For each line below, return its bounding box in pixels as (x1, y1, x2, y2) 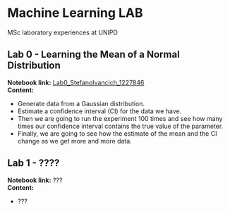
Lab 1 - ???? (7, 157, 60, 170)
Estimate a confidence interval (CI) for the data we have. (17, 107, 182, 115)
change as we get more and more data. (17, 136, 132, 145)
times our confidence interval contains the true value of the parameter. (17, 122, 224, 130)
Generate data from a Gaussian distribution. (17, 99, 145, 108)
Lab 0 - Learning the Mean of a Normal (7, 49, 180, 60)
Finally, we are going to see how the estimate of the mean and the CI (17, 129, 217, 138)
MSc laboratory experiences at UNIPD (7, 28, 119, 37)
